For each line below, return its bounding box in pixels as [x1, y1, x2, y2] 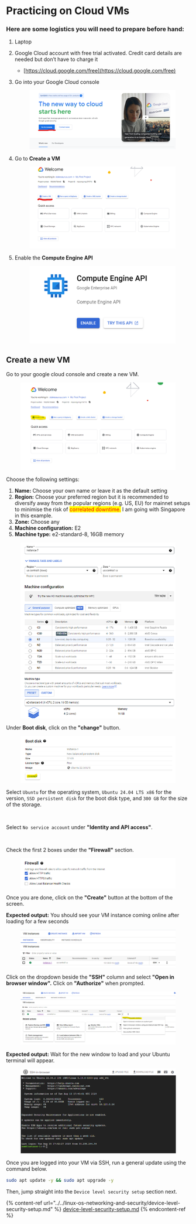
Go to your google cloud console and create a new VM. [6, 370, 139, 377]
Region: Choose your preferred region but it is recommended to [14, 493, 169, 500]
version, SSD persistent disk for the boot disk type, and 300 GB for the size [6, 795, 188, 802]
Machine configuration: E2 [14, 524, 81, 531]
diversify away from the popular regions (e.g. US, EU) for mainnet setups [14, 500, 190, 507]
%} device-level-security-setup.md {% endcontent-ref [54, 1205, 186, 1212]
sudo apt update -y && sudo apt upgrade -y [6, 1177, 114, 1183]
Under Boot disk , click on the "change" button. [6, 724, 121, 731]
